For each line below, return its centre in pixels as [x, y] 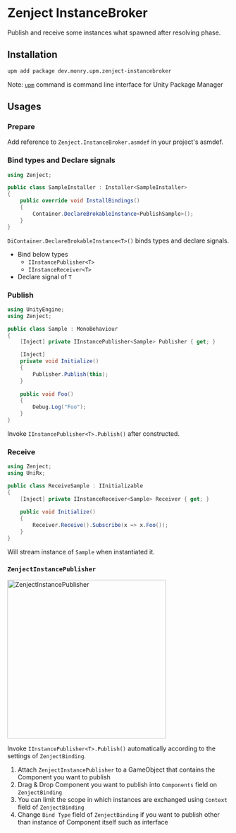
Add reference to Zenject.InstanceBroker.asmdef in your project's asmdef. [116, 142]
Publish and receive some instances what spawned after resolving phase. [114, 32]
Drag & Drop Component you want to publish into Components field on [117, 785]
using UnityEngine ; [36, 309]
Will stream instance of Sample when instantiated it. [81, 552]
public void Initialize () [58, 512]
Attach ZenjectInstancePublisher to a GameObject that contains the [116, 770]
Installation [32, 55]
